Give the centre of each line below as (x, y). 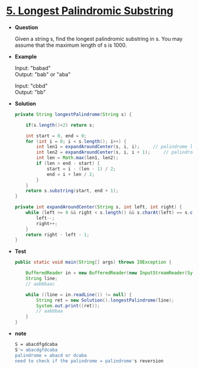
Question (26, 27)
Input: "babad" (33, 68)
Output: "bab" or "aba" (43, 74)
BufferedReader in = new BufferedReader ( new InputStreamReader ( (107, 273)
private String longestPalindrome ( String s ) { (73, 114)
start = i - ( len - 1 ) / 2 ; (81, 169)
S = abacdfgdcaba (36, 345)
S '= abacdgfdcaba (36, 350)
